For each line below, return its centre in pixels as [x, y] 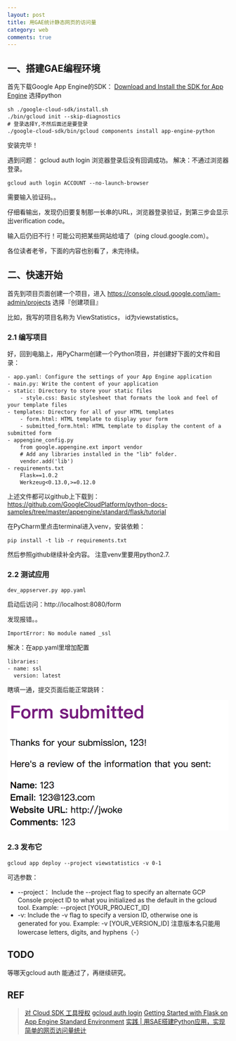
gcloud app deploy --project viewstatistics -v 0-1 [84, 863]
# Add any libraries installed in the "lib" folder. [99, 454]
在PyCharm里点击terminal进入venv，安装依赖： [76, 526]
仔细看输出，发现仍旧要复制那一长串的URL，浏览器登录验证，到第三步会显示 [118, 212]
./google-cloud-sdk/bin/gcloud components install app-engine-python [111, 131]
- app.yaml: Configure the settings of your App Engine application [110, 377]
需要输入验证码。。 [33, 197]
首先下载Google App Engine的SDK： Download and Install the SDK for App [115, 87]
